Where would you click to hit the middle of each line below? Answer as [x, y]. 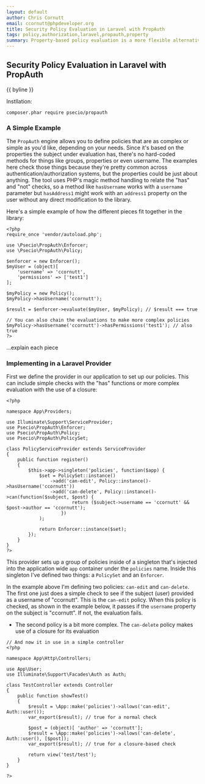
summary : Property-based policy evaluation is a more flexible [88, 40]
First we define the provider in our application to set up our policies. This [98, 377]
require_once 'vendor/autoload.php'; [54, 235]
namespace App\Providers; [39, 412]
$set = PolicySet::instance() [77, 476]
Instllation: [19, 101]
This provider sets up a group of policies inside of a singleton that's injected [102, 562]
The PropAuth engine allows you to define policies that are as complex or [98, 141]
